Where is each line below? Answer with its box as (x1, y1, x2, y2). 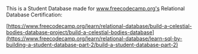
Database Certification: (6, 11, 63, 18)
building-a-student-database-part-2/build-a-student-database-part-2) (6, 41, 178, 48)
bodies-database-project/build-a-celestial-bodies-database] (6, 29, 155, 36)
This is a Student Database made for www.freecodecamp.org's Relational (6, 5, 185, 12)
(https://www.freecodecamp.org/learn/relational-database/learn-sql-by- (6, 35, 183, 42)
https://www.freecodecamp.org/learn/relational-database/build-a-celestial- (8, 23, 192, 29)
